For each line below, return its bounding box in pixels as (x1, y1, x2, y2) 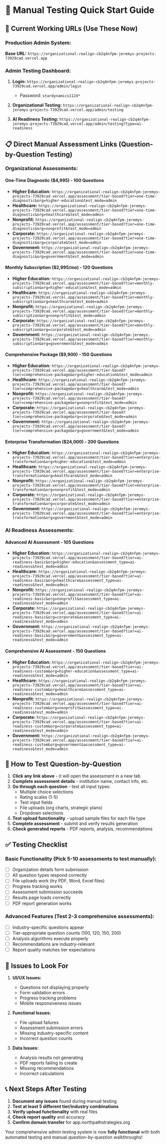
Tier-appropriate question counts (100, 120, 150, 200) (12, 930, 121, 936)
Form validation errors (19, 989, 65, 995)
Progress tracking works (12, 883, 63, 889)
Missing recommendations (19, 1065, 74, 1071)
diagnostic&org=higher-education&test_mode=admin (12, 198, 117, 203)
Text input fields (19, 799, 53, 805)
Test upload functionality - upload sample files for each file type (12, 815, 146, 821)
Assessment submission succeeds (12, 889, 83, 895)
